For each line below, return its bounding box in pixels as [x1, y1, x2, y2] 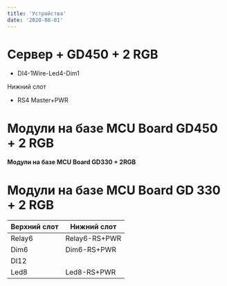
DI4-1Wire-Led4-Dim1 [17, 69, 80, 78]
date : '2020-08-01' [7, 17, 64, 24]
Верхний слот [10, 222, 59, 232]
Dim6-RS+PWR [65, 245, 116, 255]
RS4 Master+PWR [17, 96, 69, 105]
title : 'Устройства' [7, 10, 67, 17]
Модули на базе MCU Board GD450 [7, 120, 218, 136]
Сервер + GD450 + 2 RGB [7, 46, 158, 62]
